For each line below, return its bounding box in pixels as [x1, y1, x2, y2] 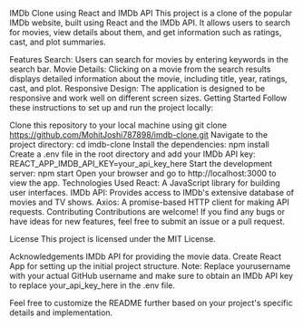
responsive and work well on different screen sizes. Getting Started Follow [9, 92, 288, 103]
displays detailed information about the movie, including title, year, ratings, [9, 73, 288, 84]
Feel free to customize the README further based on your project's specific [9, 298, 293, 308]
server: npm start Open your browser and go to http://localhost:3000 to [9, 168, 277, 178]
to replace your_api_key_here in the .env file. [9, 280, 175, 291]
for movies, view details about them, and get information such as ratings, [9, 27, 282, 37]
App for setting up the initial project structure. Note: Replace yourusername [9, 261, 291, 271]
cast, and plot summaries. [9, 36, 106, 47]
